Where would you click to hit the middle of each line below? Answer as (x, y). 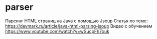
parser (19, 7)
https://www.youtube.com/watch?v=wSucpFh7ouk (57, 31)
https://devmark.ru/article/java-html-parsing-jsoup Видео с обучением (79, 26)
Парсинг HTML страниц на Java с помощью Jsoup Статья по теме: (77, 21)
